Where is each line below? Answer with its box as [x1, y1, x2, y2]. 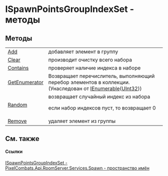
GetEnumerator [7, 79, 44, 85]
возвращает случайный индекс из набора [48, 93, 150, 100]
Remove [7, 117, 27, 124]
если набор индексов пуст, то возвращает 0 [48, 104, 156, 111]
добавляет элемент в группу [48, 48, 118, 55]
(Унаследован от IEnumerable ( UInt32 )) [48, 85, 142, 92]
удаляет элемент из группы [48, 117, 116, 124]
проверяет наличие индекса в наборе [48, 64, 141, 71]
